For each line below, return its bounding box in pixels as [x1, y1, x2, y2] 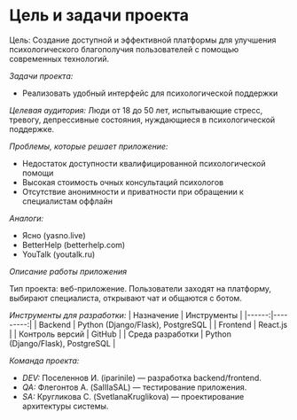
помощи [21, 167, 54, 178]
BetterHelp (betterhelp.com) [21, 239, 126, 250]
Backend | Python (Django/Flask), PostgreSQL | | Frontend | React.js [38, 319, 288, 330]
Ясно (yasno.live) [21, 229, 86, 240]
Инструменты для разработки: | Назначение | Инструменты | [9, 309, 243, 320]
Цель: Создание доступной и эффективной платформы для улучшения [9, 35, 277, 45]
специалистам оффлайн [21, 196, 113, 206]
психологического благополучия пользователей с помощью [9, 43, 239, 54]
